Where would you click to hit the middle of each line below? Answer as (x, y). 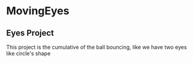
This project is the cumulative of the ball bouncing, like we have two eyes (96, 47)
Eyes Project (30, 33)
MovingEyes (38, 11)
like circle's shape (28, 53)
